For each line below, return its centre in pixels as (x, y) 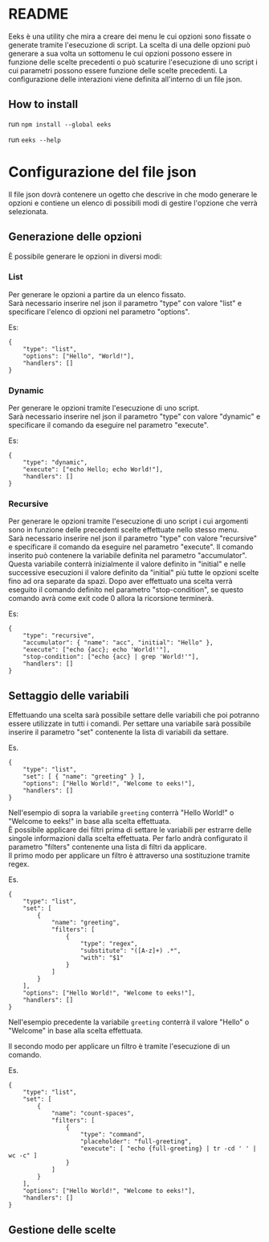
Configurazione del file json (102, 172)
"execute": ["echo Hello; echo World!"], (93, 470)
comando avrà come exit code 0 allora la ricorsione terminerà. (111, 598)
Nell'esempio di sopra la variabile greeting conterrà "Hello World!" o (121, 813)
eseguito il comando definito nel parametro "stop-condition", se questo (126, 590)
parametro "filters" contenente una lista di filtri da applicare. (108, 847)
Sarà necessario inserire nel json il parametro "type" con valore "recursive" (132, 538)
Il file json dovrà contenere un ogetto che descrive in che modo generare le (133, 194)
